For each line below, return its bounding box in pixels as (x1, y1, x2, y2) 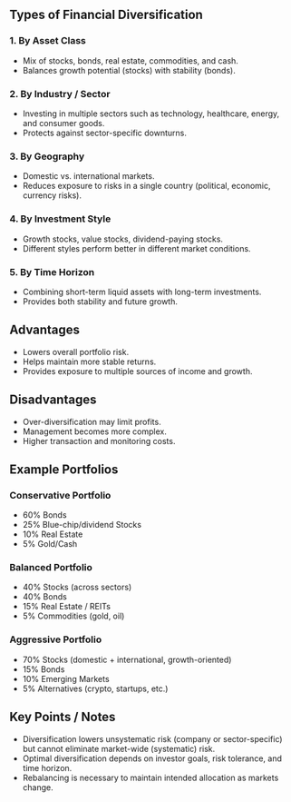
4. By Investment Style (9, 213, 112, 225)
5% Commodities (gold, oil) (22, 610, 125, 621)
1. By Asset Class (9, 35, 86, 47)
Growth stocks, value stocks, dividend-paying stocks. (22, 233, 224, 244)
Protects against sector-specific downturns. (22, 127, 188, 138)
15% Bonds (22, 663, 65, 675)
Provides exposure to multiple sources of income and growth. (22, 365, 253, 376)
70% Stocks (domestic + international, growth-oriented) (22, 654, 232, 665)
